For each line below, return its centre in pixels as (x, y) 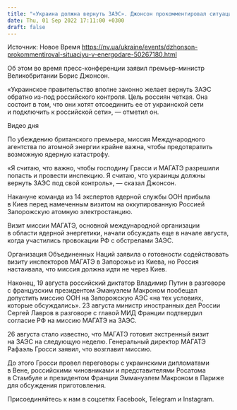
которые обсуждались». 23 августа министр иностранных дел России (114, 305)
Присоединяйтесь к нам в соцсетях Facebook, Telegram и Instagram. (111, 399)
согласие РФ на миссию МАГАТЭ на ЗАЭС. (72, 321)
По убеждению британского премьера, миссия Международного (107, 139)
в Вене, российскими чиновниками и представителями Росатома (107, 370)
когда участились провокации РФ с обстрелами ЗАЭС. (91, 240)
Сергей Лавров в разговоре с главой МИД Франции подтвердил (105, 313)
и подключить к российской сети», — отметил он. (83, 112)
